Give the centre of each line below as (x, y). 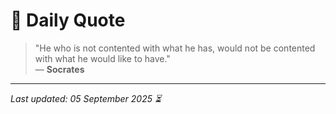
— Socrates (59, 69)
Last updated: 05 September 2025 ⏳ (86, 98)
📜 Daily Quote (68, 20)
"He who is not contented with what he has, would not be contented (175, 48)
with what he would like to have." (102, 58)
